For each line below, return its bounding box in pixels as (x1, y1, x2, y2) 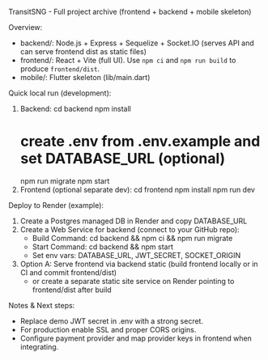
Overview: (8, 23, 43, 32)
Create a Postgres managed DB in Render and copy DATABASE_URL (19, 216, 248, 226)
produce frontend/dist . (19, 64, 100, 74)
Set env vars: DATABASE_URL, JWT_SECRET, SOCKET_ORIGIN (32, 250, 241, 260)
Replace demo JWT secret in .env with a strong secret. (19, 316, 204, 326)
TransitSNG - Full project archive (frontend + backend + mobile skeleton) (8, 7, 252, 16)
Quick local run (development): (8, 88, 112, 98)
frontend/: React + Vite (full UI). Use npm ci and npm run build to (19, 56, 236, 65)
